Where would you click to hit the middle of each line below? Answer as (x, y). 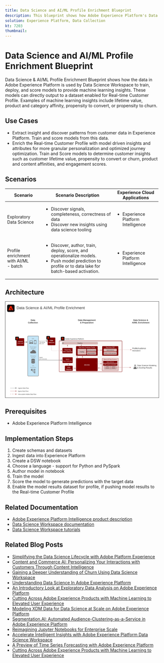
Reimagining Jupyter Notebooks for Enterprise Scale (65, 629)
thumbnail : (16, 31)
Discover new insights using (79, 224)
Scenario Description (77, 195)
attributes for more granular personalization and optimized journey (79, 148)
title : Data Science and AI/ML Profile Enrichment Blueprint (68, 10)
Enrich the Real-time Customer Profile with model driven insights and (81, 143)
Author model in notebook (38, 471)
